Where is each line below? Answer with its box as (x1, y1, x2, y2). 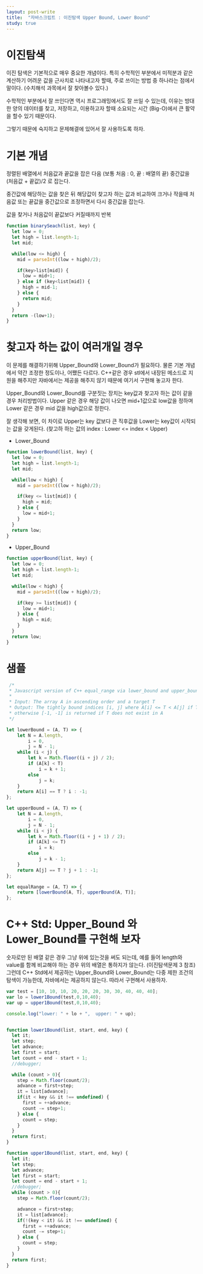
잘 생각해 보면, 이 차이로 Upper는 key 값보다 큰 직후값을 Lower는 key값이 (6, 417, 180, 425)
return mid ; (22, 295, 53, 302)
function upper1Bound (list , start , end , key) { (6, 1150, 129, 1156)
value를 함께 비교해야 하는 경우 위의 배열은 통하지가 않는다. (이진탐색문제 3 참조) (6, 961, 196, 969)
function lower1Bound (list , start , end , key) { (6, 1027, 129, 1033)
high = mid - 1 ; (22, 284, 59, 291)
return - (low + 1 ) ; (11, 313, 56, 319)
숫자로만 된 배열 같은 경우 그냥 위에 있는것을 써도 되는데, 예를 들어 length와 (6, 954, 183, 961)
